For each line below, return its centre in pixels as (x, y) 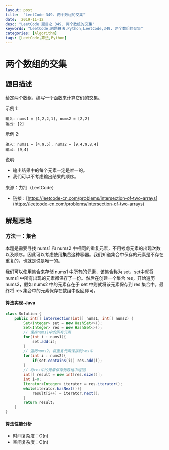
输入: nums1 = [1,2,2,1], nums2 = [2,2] (47, 119)
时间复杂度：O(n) (30, 436)
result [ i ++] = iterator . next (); (66, 393)
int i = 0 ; (32, 379)
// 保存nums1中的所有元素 (47, 332)
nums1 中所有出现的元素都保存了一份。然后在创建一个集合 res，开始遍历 (80, 278)
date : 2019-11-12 (24, 19)
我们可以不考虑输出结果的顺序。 (46, 176)
